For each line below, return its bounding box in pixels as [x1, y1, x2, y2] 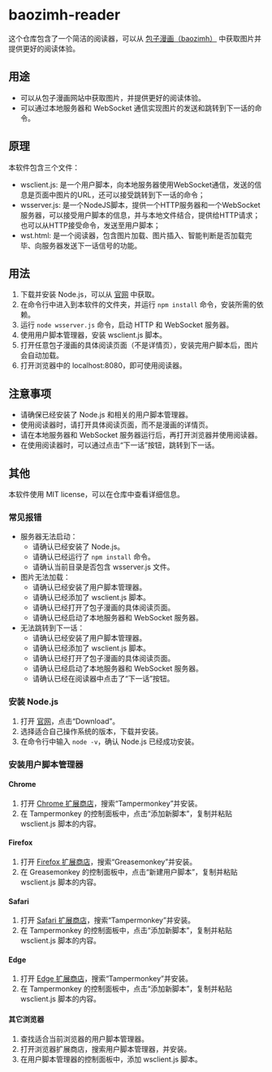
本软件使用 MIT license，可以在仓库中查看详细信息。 [8, 490, 185, 499]
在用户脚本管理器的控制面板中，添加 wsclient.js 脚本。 [19, 1054, 203, 1064]
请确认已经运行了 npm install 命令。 [32, 552, 156, 562]
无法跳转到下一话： [19, 623, 85, 633]
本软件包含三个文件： [8, 162, 80, 172]
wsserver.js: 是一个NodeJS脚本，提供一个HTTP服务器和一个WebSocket [19, 200, 261, 210]
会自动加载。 [19, 351, 63, 361]
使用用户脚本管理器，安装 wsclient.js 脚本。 [19, 331, 167, 340]
